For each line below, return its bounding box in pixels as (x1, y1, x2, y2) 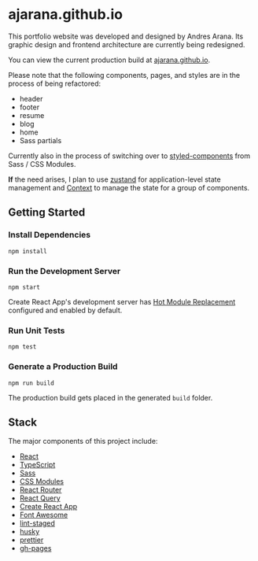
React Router (19, 485, 62, 495)
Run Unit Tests (8, 325, 65, 336)
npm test (8, 343, 37, 351)
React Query (19, 493, 61, 503)
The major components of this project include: (8, 437, 158, 446)
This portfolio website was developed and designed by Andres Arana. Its (8, 31, 244, 41)
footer (19, 102, 40, 112)
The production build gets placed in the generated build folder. (8, 393, 213, 402)
